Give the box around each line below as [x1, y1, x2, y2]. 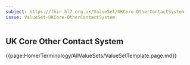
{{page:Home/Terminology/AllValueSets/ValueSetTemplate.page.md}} [5, 52, 177, 60]
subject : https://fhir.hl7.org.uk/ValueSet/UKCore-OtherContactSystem [5, 8, 185, 15]
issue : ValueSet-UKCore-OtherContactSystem [5, 14, 116, 20]
